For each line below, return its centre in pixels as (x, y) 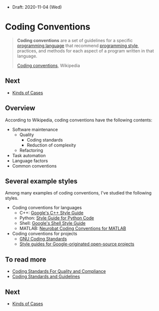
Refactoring (31, 150)
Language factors (30, 161)
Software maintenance (35, 129)
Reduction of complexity (51, 145)
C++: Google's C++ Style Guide (51, 213)
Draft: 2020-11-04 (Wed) (37, 7)
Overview (20, 108)
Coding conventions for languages (47, 208)
